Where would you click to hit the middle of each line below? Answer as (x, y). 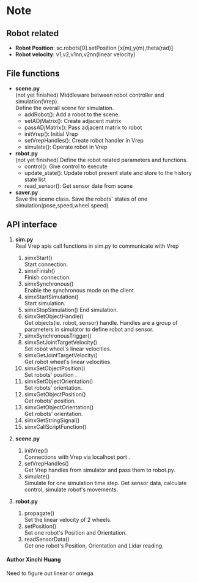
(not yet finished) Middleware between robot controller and (90, 95)
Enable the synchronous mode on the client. (80, 290)
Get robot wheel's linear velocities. (68, 362)
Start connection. (46, 264)
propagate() (39, 513)
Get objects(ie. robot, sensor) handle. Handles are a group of (101, 322)
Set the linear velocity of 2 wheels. (68, 519)
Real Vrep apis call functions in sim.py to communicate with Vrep (97, 246)
